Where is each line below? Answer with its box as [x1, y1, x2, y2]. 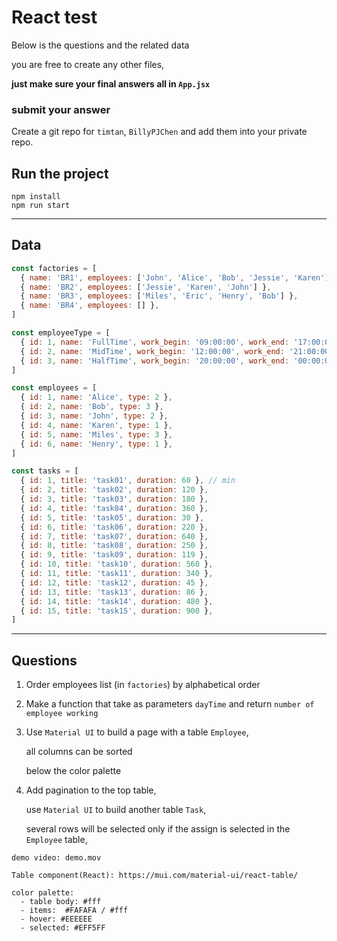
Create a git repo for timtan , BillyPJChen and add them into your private [11, 126, 308, 138]
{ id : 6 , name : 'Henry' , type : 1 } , [20, 439, 173, 449]
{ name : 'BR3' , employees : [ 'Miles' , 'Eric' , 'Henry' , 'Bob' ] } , [20, 291, 299, 301]
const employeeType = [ [11, 328, 111, 338]
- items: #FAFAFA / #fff [20, 906, 129, 916]
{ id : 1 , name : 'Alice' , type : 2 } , [20, 392, 173, 403]
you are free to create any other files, [11, 58, 165, 70]
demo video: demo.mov [11, 853, 102, 863]
